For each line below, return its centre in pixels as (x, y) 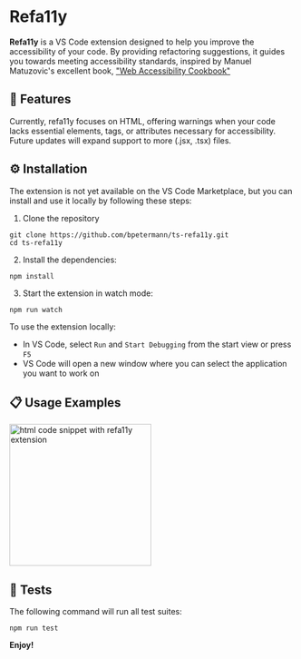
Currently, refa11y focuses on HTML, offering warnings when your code (143, 121)
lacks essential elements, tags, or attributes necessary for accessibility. (143, 131)
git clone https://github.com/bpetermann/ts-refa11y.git (119, 235)
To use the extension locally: (63, 326)
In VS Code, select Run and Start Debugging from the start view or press (157, 344)
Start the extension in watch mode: (88, 293)
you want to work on (61, 373)
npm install (32, 276)
